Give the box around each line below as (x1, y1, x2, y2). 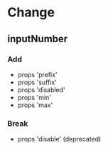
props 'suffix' (17, 78, 57, 86)
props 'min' (17, 93, 52, 101)
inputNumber (7, 33, 68, 45)
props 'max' (17, 101, 53, 109)
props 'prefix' (17, 70, 58, 79)
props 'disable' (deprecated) (17, 135, 102, 144)
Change (7, 4, 55, 21)
